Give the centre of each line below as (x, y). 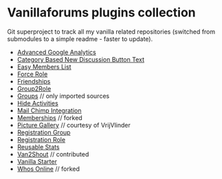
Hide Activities (37, 103)
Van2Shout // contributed (53, 154)
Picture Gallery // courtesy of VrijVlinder (74, 125)
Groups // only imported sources (63, 96)
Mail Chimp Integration (49, 110)
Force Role (32, 74)
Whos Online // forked (48, 169)
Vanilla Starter (37, 161)
